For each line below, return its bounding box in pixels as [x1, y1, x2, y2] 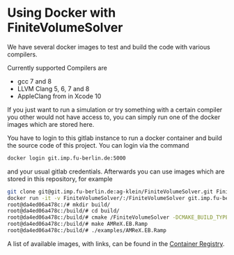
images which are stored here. [7, 120, 95, 128]
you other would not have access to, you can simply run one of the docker [7, 113, 221, 121]
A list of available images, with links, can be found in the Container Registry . [7, 239, 225, 248]
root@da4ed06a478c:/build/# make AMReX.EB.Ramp [7, 221, 148, 228]
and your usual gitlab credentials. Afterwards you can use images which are [7, 167, 225, 176]
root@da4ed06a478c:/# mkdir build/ [7, 201, 111, 208]
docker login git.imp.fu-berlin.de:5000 [7, 155, 127, 162]
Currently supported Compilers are [7, 63, 108, 72]
